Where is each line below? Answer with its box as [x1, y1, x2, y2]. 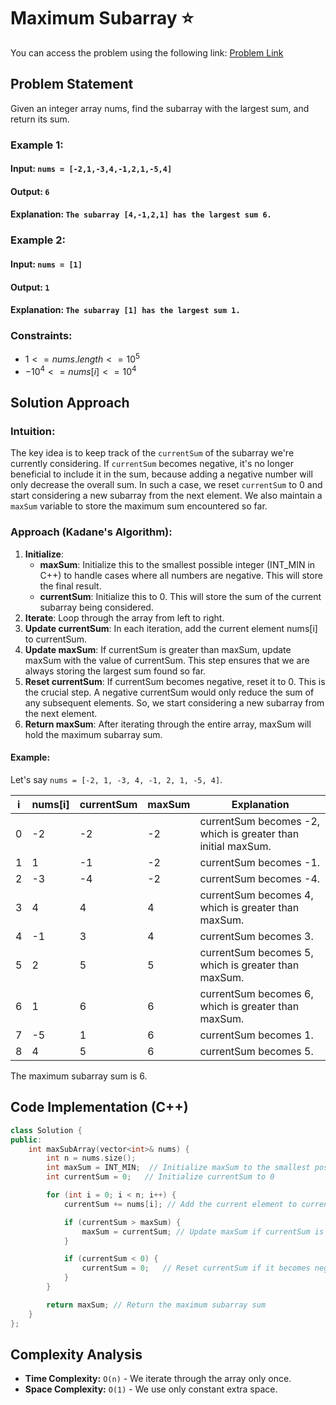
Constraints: [10, 329, 73, 343]
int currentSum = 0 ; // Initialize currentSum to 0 [46, 1172, 275, 1182]
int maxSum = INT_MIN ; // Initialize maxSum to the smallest [46, 1163, 311, 1173]
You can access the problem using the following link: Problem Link [10, 46, 284, 59]
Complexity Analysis [10, 1346, 143, 1363]
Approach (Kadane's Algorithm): [10, 525, 173, 539]
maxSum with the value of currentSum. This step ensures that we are [24, 654, 310, 666]
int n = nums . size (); [46, 1153, 137, 1164]
